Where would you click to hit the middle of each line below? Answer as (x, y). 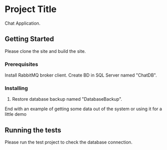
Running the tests (33, 130)
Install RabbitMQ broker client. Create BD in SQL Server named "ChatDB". (81, 75)
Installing (16, 88)
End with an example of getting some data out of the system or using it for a (83, 109)
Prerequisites (21, 64)
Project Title (31, 9)
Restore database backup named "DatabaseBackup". (67, 99)
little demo (16, 114)
